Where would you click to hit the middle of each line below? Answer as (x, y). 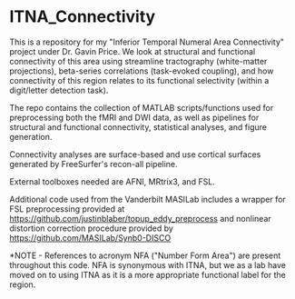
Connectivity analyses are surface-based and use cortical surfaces (135, 154)
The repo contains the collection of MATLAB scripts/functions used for (142, 107)
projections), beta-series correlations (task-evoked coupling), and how (142, 71)
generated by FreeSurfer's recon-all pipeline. (94, 164)
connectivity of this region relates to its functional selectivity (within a (139, 80)
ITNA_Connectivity (83, 17)
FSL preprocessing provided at (67, 209)
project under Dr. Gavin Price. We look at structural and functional (133, 51)
